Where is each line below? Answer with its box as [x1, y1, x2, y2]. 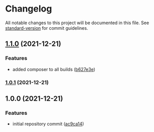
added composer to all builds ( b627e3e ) [12, 66, 95, 72]
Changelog [5, 3, 52, 15]
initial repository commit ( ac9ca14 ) [12, 121, 84, 127]
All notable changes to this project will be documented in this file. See [5, 20, 149, 26]
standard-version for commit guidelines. [5, 25, 88, 31]
